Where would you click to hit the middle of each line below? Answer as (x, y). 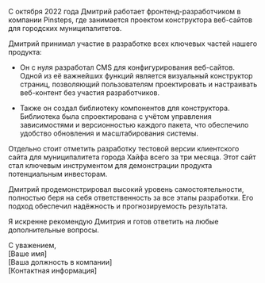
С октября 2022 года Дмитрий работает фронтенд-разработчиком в (125, 11)
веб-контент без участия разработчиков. (90, 93)
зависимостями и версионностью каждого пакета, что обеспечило (134, 125)
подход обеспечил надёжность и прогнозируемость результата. (118, 206)
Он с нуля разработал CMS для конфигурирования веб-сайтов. (127, 67)
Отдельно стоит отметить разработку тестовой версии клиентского (124, 149)
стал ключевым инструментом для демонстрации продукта (110, 165)
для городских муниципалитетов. (65, 28)
